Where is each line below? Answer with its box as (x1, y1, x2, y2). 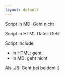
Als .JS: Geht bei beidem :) (5, 65, 60, 71)
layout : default (5, 7, 39, 12)
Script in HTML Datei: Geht (5, 30, 60, 36)
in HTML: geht (12, 50, 42, 56)
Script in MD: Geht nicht (5, 21, 55, 27)
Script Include (5, 40, 34, 46)
